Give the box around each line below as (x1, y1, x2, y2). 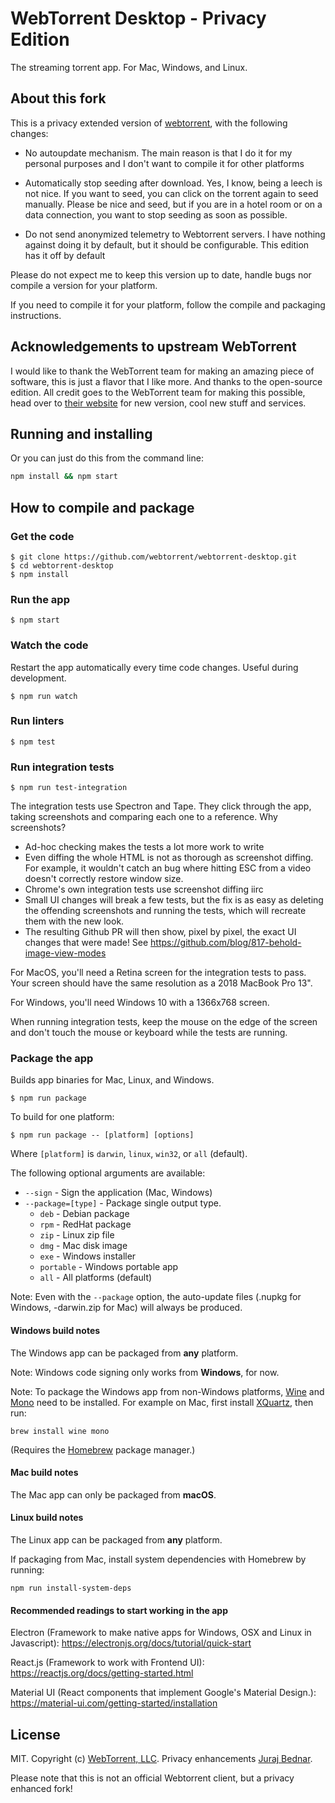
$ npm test (10, 737, 56, 747)
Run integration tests (10, 760, 115, 774)
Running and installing (10, 425, 153, 442)
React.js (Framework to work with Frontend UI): (10, 1657, 205, 1669)
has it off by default (24, 249, 106, 261)
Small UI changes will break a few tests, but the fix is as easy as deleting (24, 894, 324, 906)
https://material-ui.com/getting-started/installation (10, 1697, 218, 1709)
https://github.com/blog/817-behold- (150, 937, 302, 949)
